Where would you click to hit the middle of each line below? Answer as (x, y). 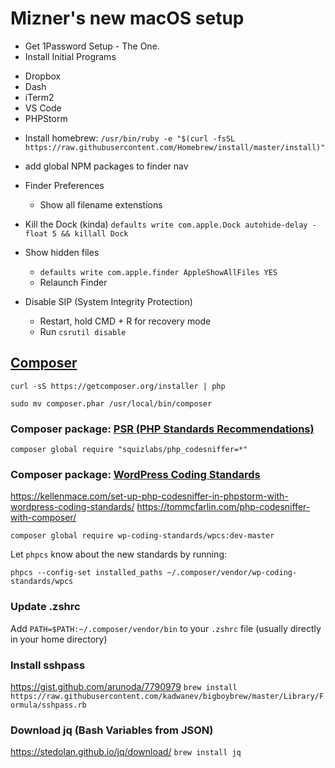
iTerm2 (39, 97)
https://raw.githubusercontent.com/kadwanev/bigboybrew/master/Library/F (167, 696)
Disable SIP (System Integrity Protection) (108, 301)
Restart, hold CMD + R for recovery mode (125, 321)
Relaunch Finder (73, 282)
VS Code (43, 108)
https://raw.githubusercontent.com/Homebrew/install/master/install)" (175, 147)
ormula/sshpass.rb (48, 705)
